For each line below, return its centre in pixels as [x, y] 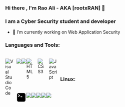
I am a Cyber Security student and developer [60, 21]
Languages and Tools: [32, 45]
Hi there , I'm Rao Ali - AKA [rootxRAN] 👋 [55, 8]
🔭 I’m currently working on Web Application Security [66, 32]
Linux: [68, 79]
